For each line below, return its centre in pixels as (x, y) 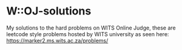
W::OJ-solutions (49, 11)
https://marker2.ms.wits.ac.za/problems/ (57, 40)
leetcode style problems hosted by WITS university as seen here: (88, 34)
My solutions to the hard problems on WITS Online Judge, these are (91, 28)
